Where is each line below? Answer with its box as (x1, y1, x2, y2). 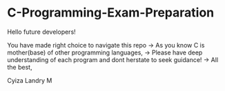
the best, (7, 63, 32, 71)
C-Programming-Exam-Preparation (7, 5, 215, 21)
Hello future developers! (7, 28, 76, 36)
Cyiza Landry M (7, 76, 52, 84)
